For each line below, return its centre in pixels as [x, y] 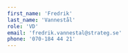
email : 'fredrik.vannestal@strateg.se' [65, 33]
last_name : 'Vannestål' [42, 20]
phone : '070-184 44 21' [42, 39]
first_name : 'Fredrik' [40, 13]
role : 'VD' [23, 26]
